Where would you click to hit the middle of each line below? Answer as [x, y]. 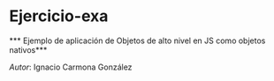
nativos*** [28, 49]
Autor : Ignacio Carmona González [71, 67]
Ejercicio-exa [59, 16]
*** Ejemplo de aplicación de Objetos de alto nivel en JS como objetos [137, 40]
